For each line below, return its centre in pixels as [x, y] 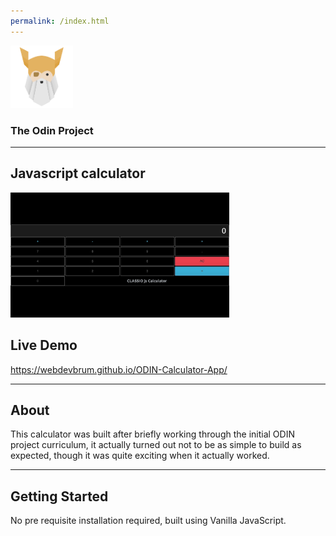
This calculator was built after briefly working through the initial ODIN [152, 434]
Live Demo [44, 345]
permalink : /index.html [60, 21]
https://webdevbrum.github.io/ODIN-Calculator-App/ [119, 369]
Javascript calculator [78, 173]
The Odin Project [52, 130]
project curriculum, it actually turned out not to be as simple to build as [156, 445]
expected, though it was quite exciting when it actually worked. [140, 456]
